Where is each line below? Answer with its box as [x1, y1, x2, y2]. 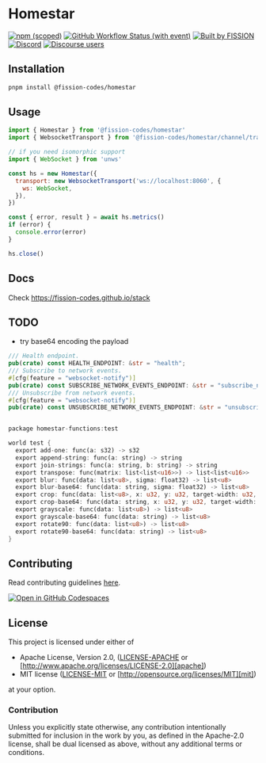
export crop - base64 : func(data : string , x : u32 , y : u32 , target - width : [15, 498, 257, 506]
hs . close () [8, 250, 44, 258]
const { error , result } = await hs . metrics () [8, 213, 165, 222]
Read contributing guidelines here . [8, 578, 121, 587]
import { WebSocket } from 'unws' [8, 155, 123, 163]
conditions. [8, 748, 45, 757]
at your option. [8, 685, 56, 694]
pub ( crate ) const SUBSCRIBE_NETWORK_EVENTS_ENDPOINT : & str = [8, 381, 215, 389]
